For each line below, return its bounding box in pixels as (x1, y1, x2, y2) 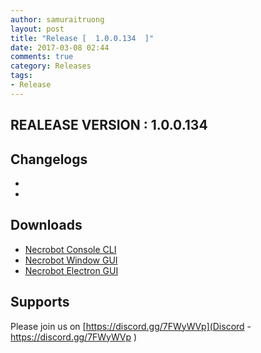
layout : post (10, 24, 65, 34)
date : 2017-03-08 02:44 (10, 42, 110, 53)
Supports (10, 294, 70, 311)
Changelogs (10, 151, 88, 168)
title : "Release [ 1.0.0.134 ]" (10, 33, 155, 43)
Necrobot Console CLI (24, 243, 117, 255)
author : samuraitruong (10, 14, 105, 25)
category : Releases (10, 61, 92, 71)
